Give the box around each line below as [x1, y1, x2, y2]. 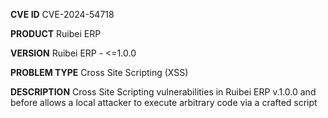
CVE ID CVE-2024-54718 [10, 9, 115, 20]
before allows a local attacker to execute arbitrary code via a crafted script [10, 97, 318, 108]
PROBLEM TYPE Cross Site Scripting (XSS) [10, 67, 189, 78]
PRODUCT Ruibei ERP [10, 28, 102, 39]
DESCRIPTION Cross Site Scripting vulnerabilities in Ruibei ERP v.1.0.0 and [10, 86, 317, 98]
